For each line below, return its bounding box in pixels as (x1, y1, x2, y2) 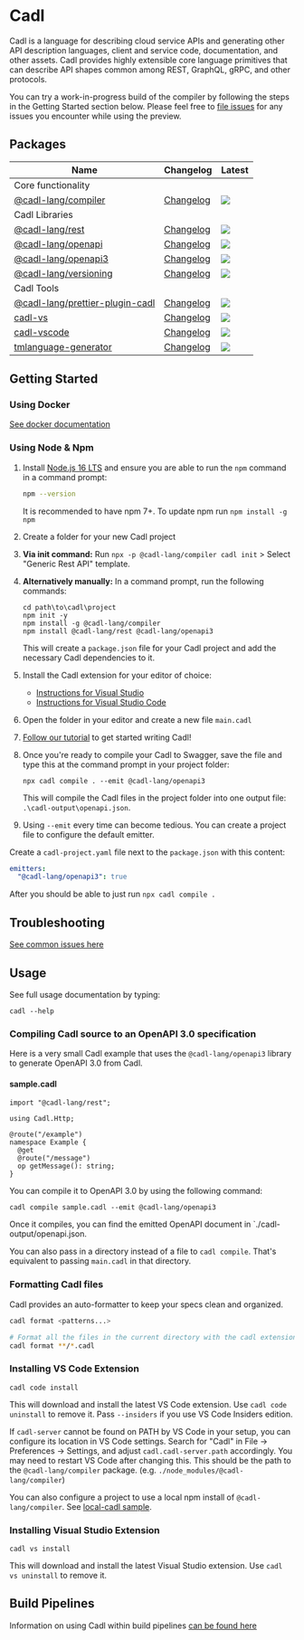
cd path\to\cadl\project (22, 602, 117, 611)
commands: (22, 585, 67, 596)
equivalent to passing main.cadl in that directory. (9, 1256, 192, 1266)
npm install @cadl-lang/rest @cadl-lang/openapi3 (22, 626, 214, 636)
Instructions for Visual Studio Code (35, 697, 166, 707)
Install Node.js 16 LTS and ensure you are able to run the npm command (22, 462, 287, 473)
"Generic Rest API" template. (22, 558, 131, 569)
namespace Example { (9, 1138, 88, 1147)
